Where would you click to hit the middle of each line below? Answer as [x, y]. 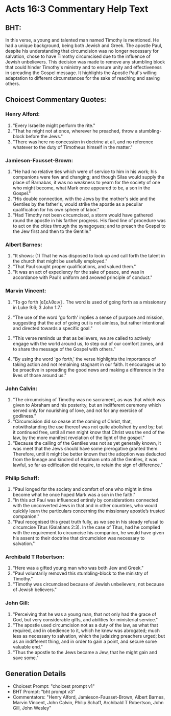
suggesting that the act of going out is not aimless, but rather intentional [89, 322]
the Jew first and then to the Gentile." [52, 231]
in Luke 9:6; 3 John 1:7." [38, 307]
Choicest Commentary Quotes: [56, 100]
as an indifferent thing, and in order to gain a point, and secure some [85, 641]
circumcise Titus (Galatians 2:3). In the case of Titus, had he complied [86, 527]
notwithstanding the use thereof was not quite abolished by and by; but [88, 427]
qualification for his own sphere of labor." [56, 209]
